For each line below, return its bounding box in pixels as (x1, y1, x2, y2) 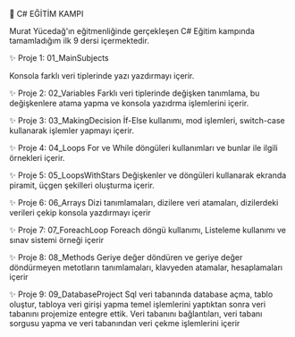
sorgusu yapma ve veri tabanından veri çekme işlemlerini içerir (9, 318, 240, 328)
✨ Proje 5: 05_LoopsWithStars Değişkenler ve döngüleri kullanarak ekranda (9, 170, 287, 181)
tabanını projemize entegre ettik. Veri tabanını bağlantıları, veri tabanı (9, 308, 263, 319)
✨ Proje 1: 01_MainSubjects (9, 53, 109, 63)
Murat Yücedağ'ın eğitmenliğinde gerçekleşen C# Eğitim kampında (9, 26, 255, 36)
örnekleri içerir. (9, 153, 65, 163)
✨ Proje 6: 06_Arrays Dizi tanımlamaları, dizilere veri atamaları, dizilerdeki (9, 198, 279, 207)
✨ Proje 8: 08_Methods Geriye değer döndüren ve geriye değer (9, 252, 243, 263)
